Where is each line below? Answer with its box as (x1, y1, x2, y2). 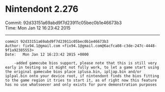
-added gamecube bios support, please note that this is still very (14, 61, 157, 65)
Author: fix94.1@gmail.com (5, 43, 60, 48)
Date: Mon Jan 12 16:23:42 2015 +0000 (5, 52, 89, 57)
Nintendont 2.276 (5, 3, 79, 15)
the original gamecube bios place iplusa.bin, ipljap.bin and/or (5, 69, 141, 74)
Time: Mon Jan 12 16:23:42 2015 (5, 25, 71, 31)
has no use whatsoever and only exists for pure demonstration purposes (5, 82, 157, 87)
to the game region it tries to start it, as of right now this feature (5, 78, 157, 83)
